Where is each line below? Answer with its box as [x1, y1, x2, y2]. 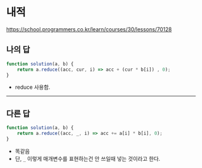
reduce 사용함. [14, 83, 50, 91]
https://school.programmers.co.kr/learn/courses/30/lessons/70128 [6, 25, 173, 33]
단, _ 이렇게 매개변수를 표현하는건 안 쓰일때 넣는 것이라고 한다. [14, 155, 161, 162]
